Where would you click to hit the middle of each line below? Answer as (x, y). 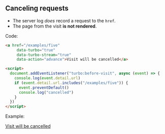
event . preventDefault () (44, 88)
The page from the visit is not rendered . (55, 26)
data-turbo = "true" (36, 50)
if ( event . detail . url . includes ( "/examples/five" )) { (71, 83)
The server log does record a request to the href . (64, 20)
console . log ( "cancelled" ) (46, 92)
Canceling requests (37, 8)
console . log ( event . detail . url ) (47, 78)
